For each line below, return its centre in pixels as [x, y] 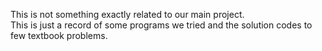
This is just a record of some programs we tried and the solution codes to [161, 25]
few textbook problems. [59, 35]
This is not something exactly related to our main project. [127, 14]
